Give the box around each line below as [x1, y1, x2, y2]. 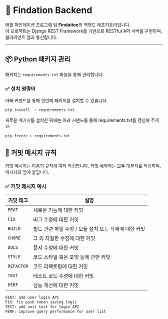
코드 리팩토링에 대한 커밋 [33, 263, 88, 270]
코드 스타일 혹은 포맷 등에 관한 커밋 [33, 253, 111, 260]
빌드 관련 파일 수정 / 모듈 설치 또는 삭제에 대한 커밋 [33, 225, 145, 232]
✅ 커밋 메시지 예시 [5, 183, 46, 190]
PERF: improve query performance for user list [5, 309, 106, 314]
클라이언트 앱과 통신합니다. [5, 34, 57, 40]
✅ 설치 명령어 [5, 85, 36, 92]
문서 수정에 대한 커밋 [33, 244, 79, 251]
